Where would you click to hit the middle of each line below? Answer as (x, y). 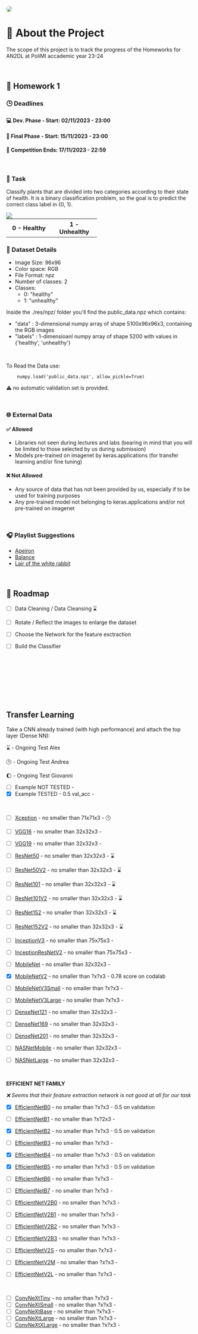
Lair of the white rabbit (43, 563)
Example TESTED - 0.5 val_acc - (54, 793)
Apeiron (24, 551)
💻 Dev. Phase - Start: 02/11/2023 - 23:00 (59, 120)
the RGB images (34, 330)
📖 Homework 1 (33, 86)
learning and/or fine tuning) (48, 462)
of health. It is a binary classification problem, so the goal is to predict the (96, 198)
